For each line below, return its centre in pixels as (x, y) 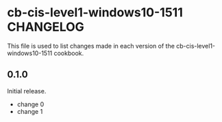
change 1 (30, 111)
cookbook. (69, 53)
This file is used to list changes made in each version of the (91, 46)
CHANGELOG (46, 27)
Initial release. (27, 91)
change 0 (30, 104)
